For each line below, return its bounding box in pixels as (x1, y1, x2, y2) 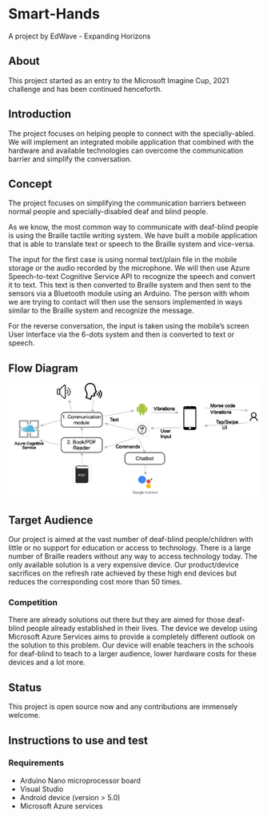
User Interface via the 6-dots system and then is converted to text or (8, 329, 235, 340)
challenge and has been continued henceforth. (8, 84, 162, 94)
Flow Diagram (8, 361, 78, 375)
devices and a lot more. (8, 657, 86, 668)
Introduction (8, 107, 72, 121)
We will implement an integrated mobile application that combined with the (8, 137, 254, 146)
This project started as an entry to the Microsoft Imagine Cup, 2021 (8, 75, 229, 85)
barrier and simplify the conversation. (8, 153, 132, 164)
